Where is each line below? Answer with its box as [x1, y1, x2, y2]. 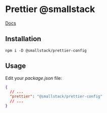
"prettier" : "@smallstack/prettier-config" [10, 94, 102, 99]
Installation [5, 35, 41, 43]
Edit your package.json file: [5, 75, 62, 81]
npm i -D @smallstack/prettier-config [5, 48, 87, 53]
